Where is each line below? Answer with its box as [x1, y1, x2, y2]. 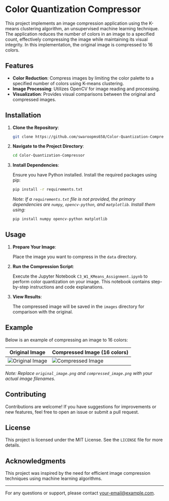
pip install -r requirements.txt [12, 187, 83, 192]
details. [5, 442, 21, 448]
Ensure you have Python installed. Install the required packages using [12, 172, 157, 178]
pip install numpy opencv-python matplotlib [12, 217, 108, 222]
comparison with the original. [12, 308, 73, 315]
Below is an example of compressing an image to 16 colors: [5, 337, 128, 343]
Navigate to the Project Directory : [12, 143, 84, 149]
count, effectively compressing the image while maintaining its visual [5, 36, 148, 42]
